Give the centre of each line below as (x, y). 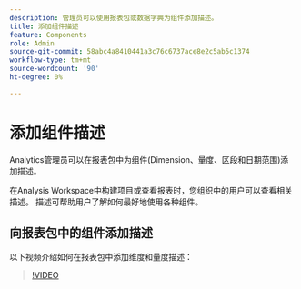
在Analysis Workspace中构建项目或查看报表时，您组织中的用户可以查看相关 (151, 190)
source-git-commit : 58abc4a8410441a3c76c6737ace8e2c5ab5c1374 (130, 52)
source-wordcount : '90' (55, 69)
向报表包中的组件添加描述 (81, 233)
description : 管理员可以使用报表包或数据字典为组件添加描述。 (114, 18)
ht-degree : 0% (36, 77)
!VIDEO (45, 274)
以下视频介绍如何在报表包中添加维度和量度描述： (101, 256)
